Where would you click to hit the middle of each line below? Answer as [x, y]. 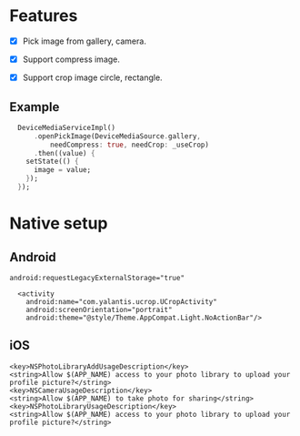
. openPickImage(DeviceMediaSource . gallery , [117, 136]
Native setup [59, 223]
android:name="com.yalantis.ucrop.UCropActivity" [122, 301]
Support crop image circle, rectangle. [92, 77]
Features [44, 16]
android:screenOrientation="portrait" [99, 309]
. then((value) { [64, 153]
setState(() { [52, 162]
